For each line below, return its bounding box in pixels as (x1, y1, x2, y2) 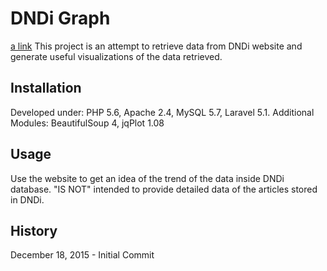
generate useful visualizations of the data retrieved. (10, 50, 223, 62)
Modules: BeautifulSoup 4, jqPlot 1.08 (10, 117, 165, 129)
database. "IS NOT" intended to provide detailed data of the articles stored (10, 183, 318, 195)
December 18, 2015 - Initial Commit (10, 249, 155, 261)
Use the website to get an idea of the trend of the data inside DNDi (10, 172, 285, 184)
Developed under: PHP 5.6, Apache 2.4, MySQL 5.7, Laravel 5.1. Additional (10, 106, 315, 118)
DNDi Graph (10, 7, 111, 30)
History (10, 222, 58, 239)
